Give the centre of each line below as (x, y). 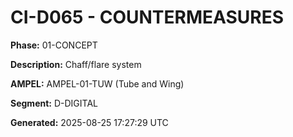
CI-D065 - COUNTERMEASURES (147, 17)
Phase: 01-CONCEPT (54, 45)
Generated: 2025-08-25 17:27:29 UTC (89, 122)
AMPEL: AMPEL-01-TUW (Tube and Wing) (97, 83)
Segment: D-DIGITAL (54, 103)
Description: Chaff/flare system (76, 64)
